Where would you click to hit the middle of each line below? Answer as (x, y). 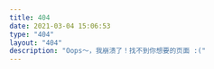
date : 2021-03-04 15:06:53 (60, 26)
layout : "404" (36, 43)
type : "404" (32, 34)
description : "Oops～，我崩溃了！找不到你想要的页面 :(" (107, 51)
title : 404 (30, 17)
